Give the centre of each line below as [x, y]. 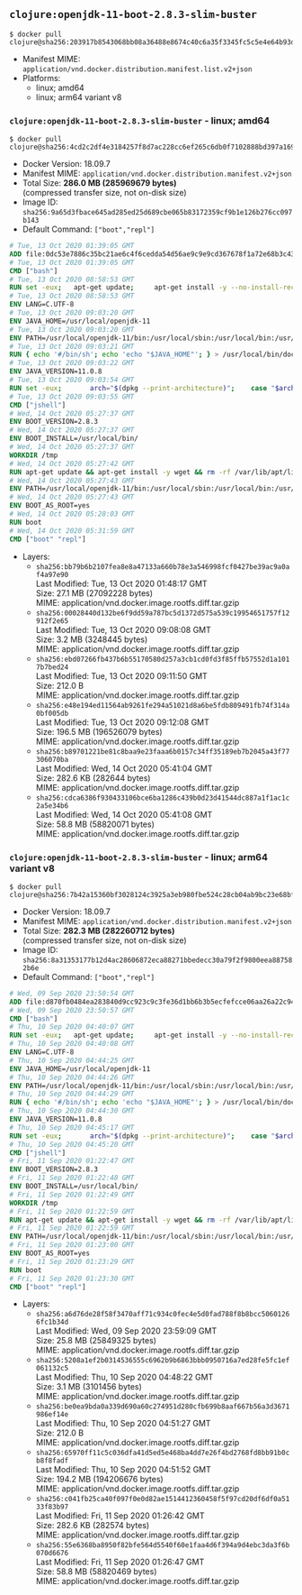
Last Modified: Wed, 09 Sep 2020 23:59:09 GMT [126, 1331]
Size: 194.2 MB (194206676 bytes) [99, 1480]
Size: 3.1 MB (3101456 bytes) [89, 1387]
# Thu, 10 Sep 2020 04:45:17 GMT [72, 1127]
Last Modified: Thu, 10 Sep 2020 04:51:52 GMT [123, 1470]
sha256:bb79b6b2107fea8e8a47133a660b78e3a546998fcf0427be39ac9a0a [163, 567]
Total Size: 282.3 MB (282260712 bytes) [98, 930]
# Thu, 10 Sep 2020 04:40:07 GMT [72, 1027]
